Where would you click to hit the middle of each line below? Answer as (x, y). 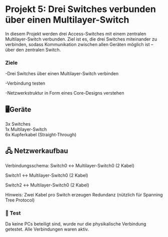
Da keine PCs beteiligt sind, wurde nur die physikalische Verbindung (76, 224)
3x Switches (18, 124)
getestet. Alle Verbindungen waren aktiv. (47, 229)
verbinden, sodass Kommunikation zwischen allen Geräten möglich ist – (79, 44)
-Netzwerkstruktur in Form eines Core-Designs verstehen (65, 93)
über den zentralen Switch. (33, 50)
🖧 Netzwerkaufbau (37, 151)
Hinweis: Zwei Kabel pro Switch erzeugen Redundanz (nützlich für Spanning (84, 194)
